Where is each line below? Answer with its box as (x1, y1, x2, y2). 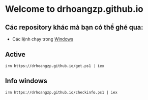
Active (5, 50, 26, 59)
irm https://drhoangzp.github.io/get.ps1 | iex (5, 63, 105, 68)
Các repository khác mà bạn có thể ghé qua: (5, 23, 144, 32)
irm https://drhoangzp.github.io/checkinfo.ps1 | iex (5, 90, 118, 95)
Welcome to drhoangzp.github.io (5, 3, 144, 15)
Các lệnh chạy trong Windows (12, 36, 74, 42)
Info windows (5, 77, 48, 85)
